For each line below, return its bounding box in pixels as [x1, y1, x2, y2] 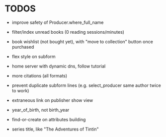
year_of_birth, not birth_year [11, 107, 70, 113]
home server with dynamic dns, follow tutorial [11, 63, 106, 69]
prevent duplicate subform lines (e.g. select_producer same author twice [11, 82, 161, 88]
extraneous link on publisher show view [11, 97, 93, 103]
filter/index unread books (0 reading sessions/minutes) [11, 29, 125, 35]
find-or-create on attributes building [11, 116, 86, 122]
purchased [11, 44, 34, 50]
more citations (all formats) [11, 72, 68, 78]
